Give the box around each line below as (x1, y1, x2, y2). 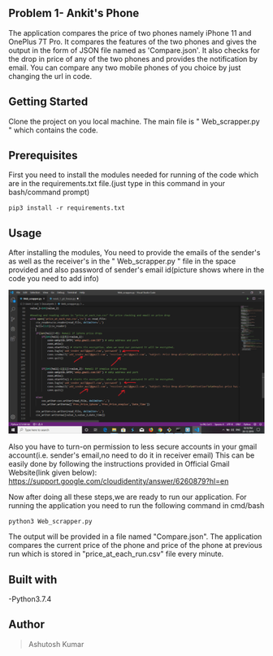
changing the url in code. (8, 71, 92, 80)
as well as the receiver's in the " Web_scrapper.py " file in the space (8, 256, 236, 267)
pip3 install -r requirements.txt (8, 204, 126, 212)
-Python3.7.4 (8, 594, 52, 604)
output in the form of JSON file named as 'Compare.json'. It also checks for (8, 45, 260, 55)
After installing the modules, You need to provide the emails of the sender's (8, 248, 261, 258)
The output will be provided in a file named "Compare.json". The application (8, 532, 262, 541)
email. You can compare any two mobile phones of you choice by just (8, 63, 241, 72)
